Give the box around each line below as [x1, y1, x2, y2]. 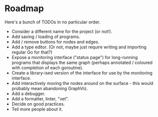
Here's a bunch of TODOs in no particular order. [4, 19, 101, 25]
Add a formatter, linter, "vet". [11, 96, 69, 101]
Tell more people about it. [11, 106, 63, 112]
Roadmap [4, 3, 44, 14]
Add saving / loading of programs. [11, 34, 81, 39]
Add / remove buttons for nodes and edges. [11, 39, 100, 44]
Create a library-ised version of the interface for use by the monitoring [11, 70, 153, 76]
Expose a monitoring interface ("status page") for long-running [11, 54, 138, 60]
